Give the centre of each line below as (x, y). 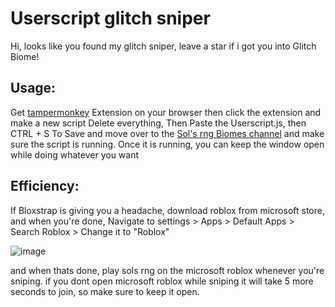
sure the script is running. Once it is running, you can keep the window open (167, 144)
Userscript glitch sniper (110, 18)
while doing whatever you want (75, 154)
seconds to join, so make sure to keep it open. (105, 291)
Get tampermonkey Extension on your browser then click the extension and (166, 112)
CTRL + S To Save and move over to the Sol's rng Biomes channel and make (167, 133)
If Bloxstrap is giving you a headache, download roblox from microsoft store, (167, 210)
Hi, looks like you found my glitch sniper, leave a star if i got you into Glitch (163, 46)
